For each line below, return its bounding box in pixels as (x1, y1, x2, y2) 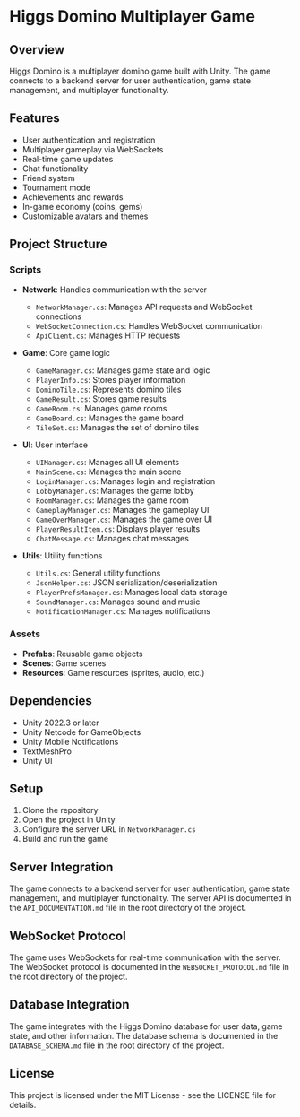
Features (9, 110, 60, 126)
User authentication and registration (21, 134, 156, 145)
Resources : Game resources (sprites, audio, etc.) (21, 667, 205, 678)
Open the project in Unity (21, 814, 116, 826)
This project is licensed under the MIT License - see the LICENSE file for (9, 1089, 276, 1100)
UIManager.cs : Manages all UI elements (35, 456, 180, 467)
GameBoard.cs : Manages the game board (35, 412, 184, 423)
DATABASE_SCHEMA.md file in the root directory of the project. (9, 1040, 225, 1051)
